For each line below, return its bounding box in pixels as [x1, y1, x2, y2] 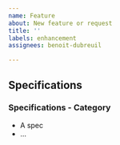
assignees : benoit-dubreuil [8, 42, 102, 50]
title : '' [8, 26, 42, 34]
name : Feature [8, 11, 56, 20]
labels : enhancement [8, 34, 78, 42]
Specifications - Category [8, 102, 111, 113]
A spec [19, 120, 44, 130]
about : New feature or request [8, 19, 113, 27]
